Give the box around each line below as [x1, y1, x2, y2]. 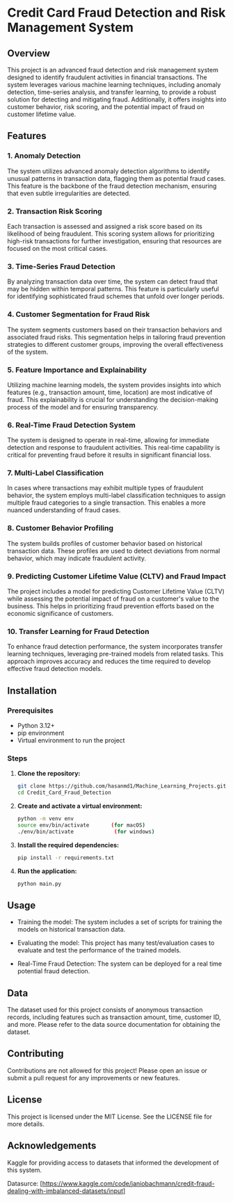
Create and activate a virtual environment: [17, 802, 143, 811]
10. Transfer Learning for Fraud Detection [7, 626, 150, 636]
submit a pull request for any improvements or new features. [7, 1073, 181, 1082]
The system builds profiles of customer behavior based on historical [7, 539, 203, 547]
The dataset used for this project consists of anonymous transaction [7, 1006, 203, 1014]
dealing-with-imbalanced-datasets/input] [7, 1187, 126, 1195]
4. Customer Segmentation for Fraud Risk [7, 309, 150, 319]
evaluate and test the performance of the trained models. [17, 946, 182, 955]
